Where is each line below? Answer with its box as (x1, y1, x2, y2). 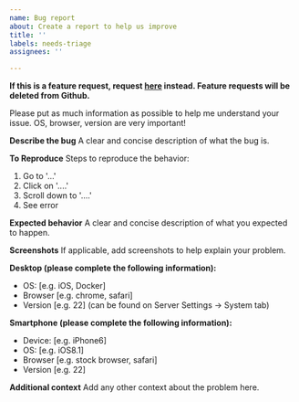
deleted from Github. (9, 90, 90, 101)
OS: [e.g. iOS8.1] (22, 344, 85, 356)
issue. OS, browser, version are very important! (9, 118, 187, 129)
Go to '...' (22, 171, 57, 182)
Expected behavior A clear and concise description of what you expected (9, 217, 288, 228)
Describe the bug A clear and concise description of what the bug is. (9, 135, 270, 146)
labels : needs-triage (9, 38, 92, 48)
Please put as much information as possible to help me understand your (9, 108, 280, 119)
